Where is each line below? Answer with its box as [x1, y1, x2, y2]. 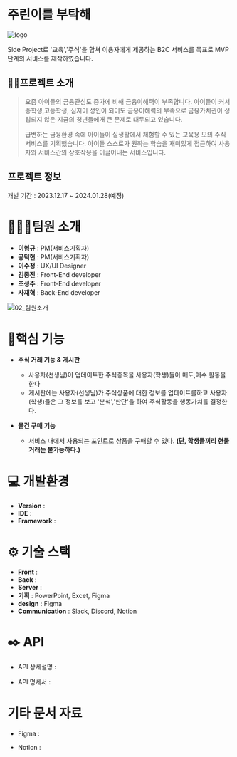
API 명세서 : [17, 678, 51, 686]
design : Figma [17, 600, 63, 608]
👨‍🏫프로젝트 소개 [7, 77, 74, 89]
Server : [17, 583, 43, 592]
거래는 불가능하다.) [28, 446, 80, 454]
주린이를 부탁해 [7, 6, 91, 23]
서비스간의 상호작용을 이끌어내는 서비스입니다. [38, 147, 166, 157]
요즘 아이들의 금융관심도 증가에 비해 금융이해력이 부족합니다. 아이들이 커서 [24, 97, 231, 105]
